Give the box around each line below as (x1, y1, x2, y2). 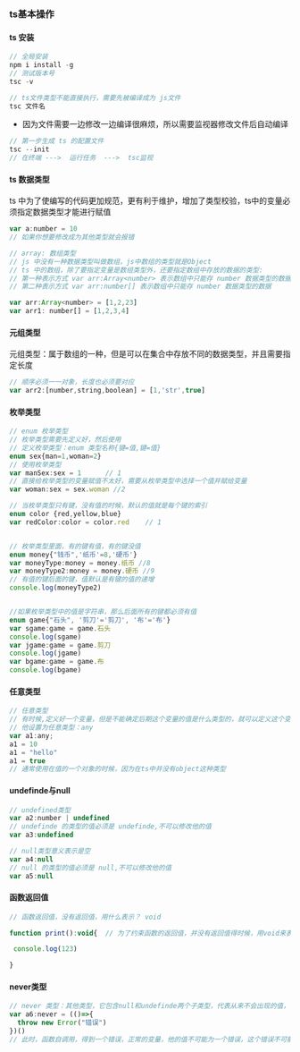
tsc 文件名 (9, 101, 46, 111)
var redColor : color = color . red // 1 (9, 517, 162, 527)
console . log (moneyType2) (9, 583, 102, 592)
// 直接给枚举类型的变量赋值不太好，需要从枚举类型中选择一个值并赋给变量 (9, 477, 247, 486)
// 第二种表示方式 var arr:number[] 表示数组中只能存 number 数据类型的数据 (9, 282, 272, 292)
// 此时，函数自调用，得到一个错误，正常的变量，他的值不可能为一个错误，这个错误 (9, 1035, 274, 1044)
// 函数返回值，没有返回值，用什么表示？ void (9, 912, 162, 921)
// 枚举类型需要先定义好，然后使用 (9, 436, 121, 445)
